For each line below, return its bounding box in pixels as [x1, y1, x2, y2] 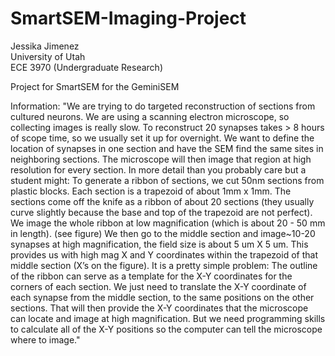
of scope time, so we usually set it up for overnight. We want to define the [10, 132, 315, 144]
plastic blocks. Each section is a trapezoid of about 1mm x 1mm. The [10, 185, 292, 197]
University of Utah [10, 50, 86, 62]
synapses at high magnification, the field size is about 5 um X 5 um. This [10, 238, 309, 250]
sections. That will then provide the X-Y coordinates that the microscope [10, 302, 309, 314]
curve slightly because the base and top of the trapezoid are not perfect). [10, 206, 313, 218]
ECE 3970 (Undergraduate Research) [10, 61, 164, 73]
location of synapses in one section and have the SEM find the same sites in [10, 142, 324, 154]
